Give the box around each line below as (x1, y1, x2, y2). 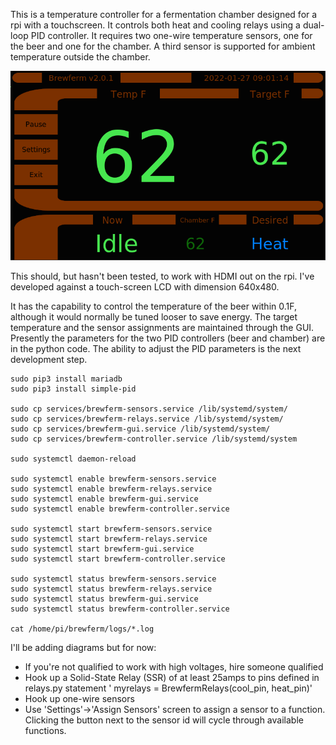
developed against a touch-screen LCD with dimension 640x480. (10, 280, 280, 293)
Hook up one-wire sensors (24, 692, 135, 704)
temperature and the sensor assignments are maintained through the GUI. (10, 321, 315, 333)
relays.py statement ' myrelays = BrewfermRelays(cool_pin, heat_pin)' (24, 682, 313, 694)
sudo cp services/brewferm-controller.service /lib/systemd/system (10, 434, 298, 444)
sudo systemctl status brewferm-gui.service (10, 594, 199, 604)
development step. (10, 353, 88, 365)
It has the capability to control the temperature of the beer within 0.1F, (10, 300, 297, 312)
